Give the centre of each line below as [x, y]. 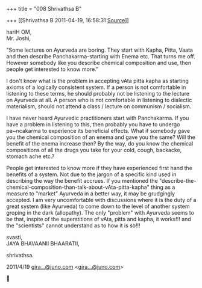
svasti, [14, 237]
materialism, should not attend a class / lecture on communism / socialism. [99, 106]
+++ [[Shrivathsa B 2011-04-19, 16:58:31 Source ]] [68, 20]
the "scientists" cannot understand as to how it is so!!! [73, 225]
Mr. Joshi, [19, 38]
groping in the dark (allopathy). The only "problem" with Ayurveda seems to [100, 213]
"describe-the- [178, 181]
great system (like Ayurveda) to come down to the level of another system [98, 206]
